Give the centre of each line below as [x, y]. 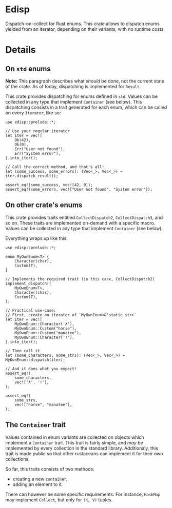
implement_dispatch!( [28, 283]
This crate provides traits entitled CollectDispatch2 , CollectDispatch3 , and [84, 217]
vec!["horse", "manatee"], [43, 404]
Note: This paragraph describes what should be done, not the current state [85, 81]
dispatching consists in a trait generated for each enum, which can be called [86, 107]
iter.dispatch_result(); [32, 176]
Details [21, 50]
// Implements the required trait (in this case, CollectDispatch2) [80, 279]
